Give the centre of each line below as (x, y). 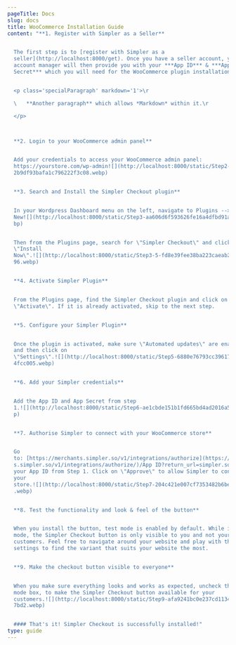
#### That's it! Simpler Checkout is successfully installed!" (108, 625)
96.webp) (26, 262)
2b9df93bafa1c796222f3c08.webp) (61, 173)
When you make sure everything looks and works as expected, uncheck (117, 586)
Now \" (22, 256)
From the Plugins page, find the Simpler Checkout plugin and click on (121, 299)
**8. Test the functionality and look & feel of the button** (106, 510)
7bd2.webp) (29, 606)
